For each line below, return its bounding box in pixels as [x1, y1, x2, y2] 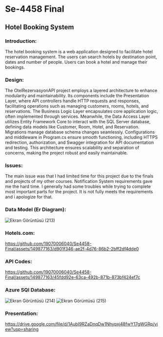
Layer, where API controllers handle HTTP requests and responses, [5, 98, 140, 104]
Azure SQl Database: [5, 287, 56, 293]
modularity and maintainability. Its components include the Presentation [5, 93, 149, 99]
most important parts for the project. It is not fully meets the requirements [5, 189, 153, 195]
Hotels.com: [5, 229, 35, 236]
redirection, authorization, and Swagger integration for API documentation [5, 139, 154, 145]
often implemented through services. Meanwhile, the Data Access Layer [5, 113, 150, 119]
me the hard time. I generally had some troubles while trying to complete [5, 183, 151, 189]
